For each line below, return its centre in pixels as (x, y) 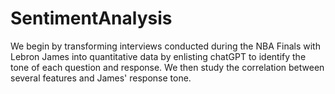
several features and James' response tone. (101, 78)
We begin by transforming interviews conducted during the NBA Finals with (165, 46)
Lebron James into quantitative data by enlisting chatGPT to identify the (158, 56)
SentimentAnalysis (91, 18)
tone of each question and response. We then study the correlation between (167, 67)
